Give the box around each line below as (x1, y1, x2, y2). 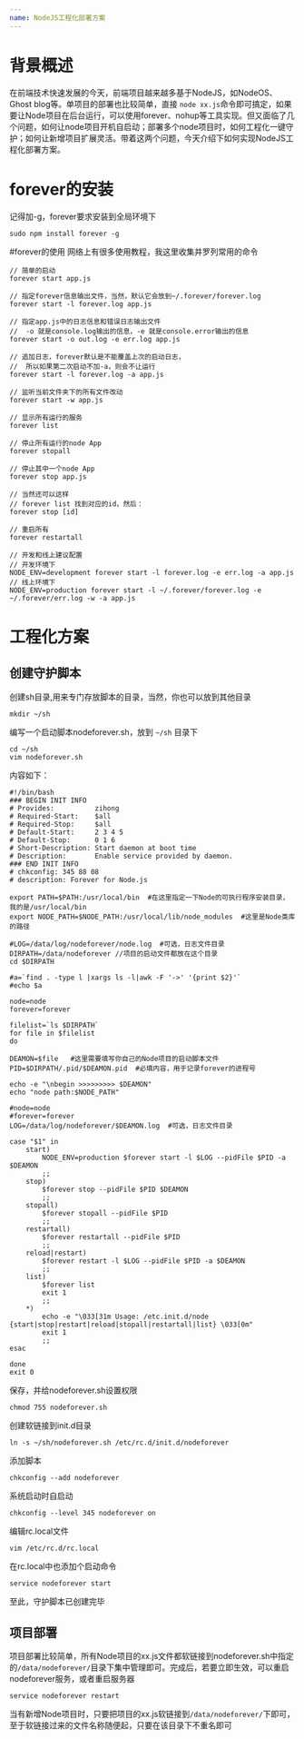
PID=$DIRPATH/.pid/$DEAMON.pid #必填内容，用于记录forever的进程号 (9, 1064, 256, 1073)
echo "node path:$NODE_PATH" (9, 1088, 120, 1097)
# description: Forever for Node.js (9, 875, 148, 884)
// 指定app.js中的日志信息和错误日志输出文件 (9, 317, 162, 326)
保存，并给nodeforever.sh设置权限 (9, 1385, 138, 1396)
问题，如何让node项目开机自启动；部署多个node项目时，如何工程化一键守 (16, 121, 294, 132)
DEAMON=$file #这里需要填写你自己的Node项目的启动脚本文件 (9, 1054, 220, 1063)
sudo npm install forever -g (9, 229, 120, 238)
